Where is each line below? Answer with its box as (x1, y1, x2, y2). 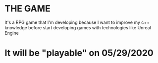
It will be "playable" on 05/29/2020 (4, 48, 154, 59)
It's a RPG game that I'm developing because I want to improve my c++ (4, 19, 150, 25)
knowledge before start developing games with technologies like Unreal (4, 24, 152, 30)
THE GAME (4, 3, 51, 14)
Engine (4, 30, 19, 36)
